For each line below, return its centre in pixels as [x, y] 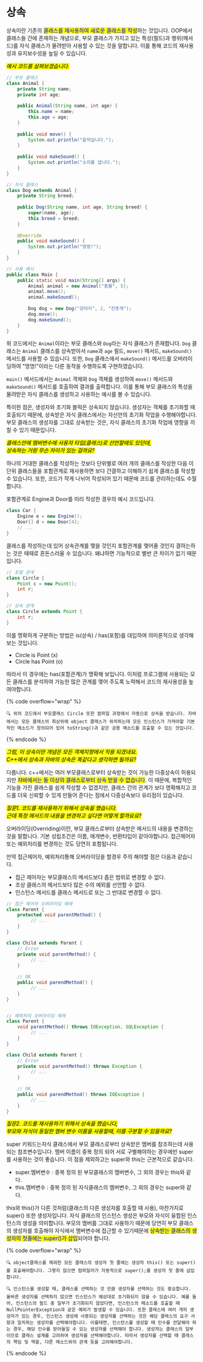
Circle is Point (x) [36, 655]
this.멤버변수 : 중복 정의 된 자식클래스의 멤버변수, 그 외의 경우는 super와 [100, 1188]
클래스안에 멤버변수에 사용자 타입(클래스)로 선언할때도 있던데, [79, 443]
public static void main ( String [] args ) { [72, 280]
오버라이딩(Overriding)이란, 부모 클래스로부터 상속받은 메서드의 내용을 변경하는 [100, 828]
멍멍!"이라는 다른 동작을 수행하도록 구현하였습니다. [85, 366]
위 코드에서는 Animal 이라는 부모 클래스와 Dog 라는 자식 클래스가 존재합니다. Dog [98, 343]
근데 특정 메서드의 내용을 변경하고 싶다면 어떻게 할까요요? [74, 815]
